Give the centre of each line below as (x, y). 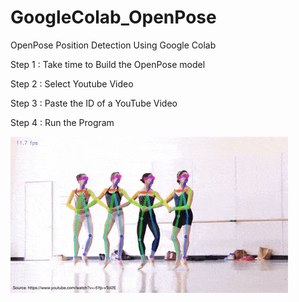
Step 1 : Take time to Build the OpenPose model (108, 64)
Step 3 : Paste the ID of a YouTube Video (94, 103)
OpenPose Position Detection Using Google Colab (113, 45)
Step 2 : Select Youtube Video (72, 83)
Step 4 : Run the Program (62, 122)
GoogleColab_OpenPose (113, 17)
